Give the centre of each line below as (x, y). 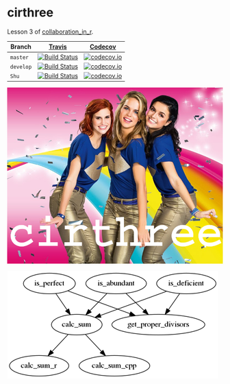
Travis (58, 47)
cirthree (30, 13)
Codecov (103, 47)
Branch (21, 47)
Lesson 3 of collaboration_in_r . (50, 32)
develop (21, 67)
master (19, 57)
